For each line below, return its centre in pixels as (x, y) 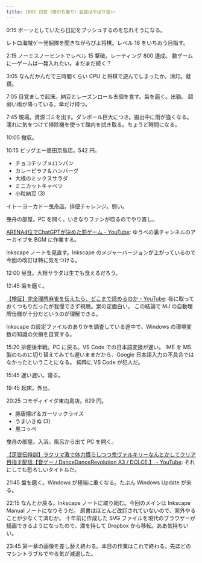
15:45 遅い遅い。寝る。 (35, 375)
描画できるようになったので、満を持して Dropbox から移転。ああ (87, 525)
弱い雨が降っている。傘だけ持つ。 (48, 104)
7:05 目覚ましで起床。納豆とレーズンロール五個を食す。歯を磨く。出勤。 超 (100, 96)
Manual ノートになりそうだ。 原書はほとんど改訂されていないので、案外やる (101, 510)
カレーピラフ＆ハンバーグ (47, 171)
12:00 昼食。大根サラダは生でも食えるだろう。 (64, 272)
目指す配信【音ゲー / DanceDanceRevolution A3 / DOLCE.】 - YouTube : (95, 462)
